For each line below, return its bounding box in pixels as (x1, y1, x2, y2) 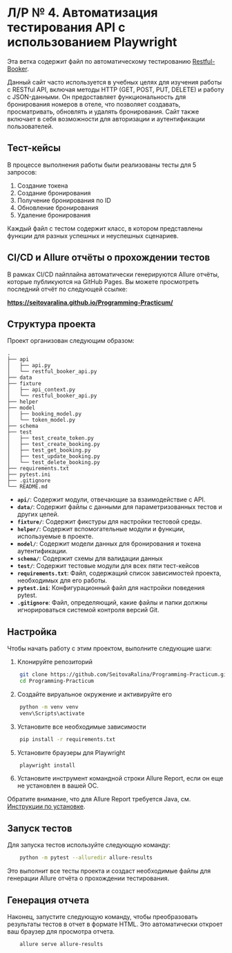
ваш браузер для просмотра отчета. (7, 927, 115, 936)
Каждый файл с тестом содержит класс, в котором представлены (7, 224, 203, 233)
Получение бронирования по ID (17, 196, 112, 204)
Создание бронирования (17, 188, 91, 197)
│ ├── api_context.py (7, 386, 76, 393)
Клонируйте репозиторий (17, 658, 93, 666)
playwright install (19, 762, 76, 769)
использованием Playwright (7, 35, 177, 50)
